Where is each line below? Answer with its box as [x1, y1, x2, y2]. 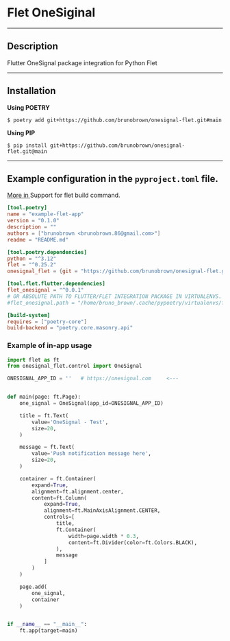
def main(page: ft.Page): [7, 393, 81, 401]
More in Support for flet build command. [7, 191, 121, 200]
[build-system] [7, 312, 51, 318]
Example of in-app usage [7, 341, 92, 351]
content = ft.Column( [31, 494, 88, 502]
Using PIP [7, 128, 36, 137]
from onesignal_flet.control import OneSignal [7, 362, 142, 370]
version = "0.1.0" [7, 218, 60, 224]
